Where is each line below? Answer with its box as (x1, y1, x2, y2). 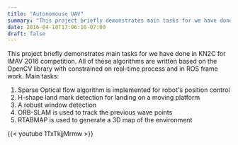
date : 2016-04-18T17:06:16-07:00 (7, 23, 106, 30)
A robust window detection (17, 100, 97, 110)
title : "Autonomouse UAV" (7, 10, 84, 18)
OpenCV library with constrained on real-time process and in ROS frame (7, 64, 218, 73)
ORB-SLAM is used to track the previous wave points (17, 108, 173, 117)
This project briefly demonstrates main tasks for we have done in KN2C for (7, 50, 226, 58)
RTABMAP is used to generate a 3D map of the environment (17, 116, 193, 124)
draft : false (7, 30, 46, 37)
